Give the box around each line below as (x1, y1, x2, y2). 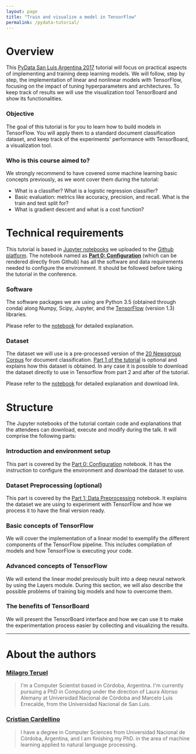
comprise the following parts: (6, 433, 77, 440)
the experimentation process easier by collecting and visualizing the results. (6, 622, 189, 629)
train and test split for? (14, 200, 69, 207)
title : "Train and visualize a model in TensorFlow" (6, 14, 137, 20)
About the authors (6, 648, 96, 662)
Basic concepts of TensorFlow (6, 522, 94, 530)
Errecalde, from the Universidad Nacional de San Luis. (20, 701, 150, 708)
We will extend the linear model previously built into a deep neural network (6, 575, 185, 582)
